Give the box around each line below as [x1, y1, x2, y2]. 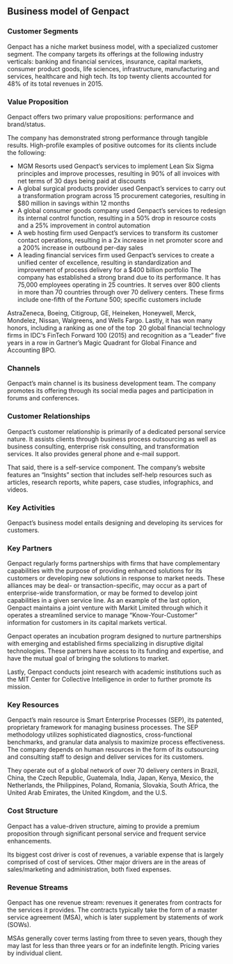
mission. [7, 683, 31, 691]
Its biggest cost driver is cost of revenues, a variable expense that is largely [7, 850, 224, 859]
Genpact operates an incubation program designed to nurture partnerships [7, 632, 222, 640]
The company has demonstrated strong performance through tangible [7, 133, 209, 142]
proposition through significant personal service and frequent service [7, 829, 207, 838]
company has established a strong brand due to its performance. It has [17, 273, 221, 281]
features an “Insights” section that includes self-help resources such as [7, 470, 212, 479]
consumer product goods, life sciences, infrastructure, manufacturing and [7, 64, 220, 73]
